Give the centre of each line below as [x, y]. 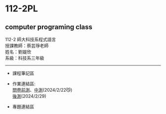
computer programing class [49, 27]
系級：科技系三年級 [25, 58]
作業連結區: [24, 84]
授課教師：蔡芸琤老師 [27, 46]
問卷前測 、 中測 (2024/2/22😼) [42, 90]
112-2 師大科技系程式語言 [31, 39]
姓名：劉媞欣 [18, 52]
